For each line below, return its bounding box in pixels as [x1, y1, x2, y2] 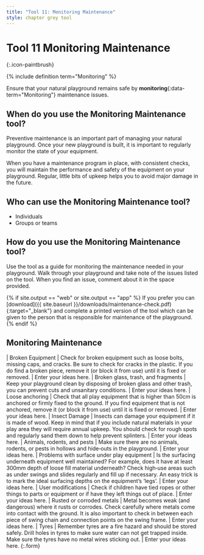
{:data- [167, 85, 185, 92]
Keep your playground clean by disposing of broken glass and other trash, [6, 380, 192, 387]
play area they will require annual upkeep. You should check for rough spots [6, 425, 197, 432]
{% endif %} [6, 320, 38, 327]
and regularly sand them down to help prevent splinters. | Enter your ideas [6, 432, 192, 439]
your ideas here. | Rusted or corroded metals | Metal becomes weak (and [6, 496, 190, 504]
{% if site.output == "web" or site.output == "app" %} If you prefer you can [6, 294, 195, 301]
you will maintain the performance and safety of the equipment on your [6, 166, 185, 173]
